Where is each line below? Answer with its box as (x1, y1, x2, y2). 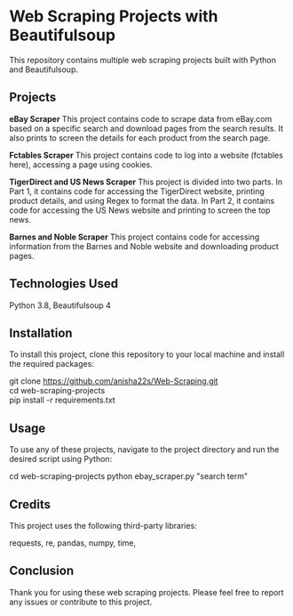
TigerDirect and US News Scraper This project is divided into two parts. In (9, 176, 282, 187)
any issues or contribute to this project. (9, 596, 153, 607)
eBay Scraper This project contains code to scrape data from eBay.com (9, 113, 273, 124)
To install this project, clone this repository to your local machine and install (9, 349, 285, 360)
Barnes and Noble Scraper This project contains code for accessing (9, 231, 260, 242)
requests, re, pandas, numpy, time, (9, 538, 136, 548)
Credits (9, 497, 51, 512)
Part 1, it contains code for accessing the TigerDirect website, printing (9, 185, 265, 197)
